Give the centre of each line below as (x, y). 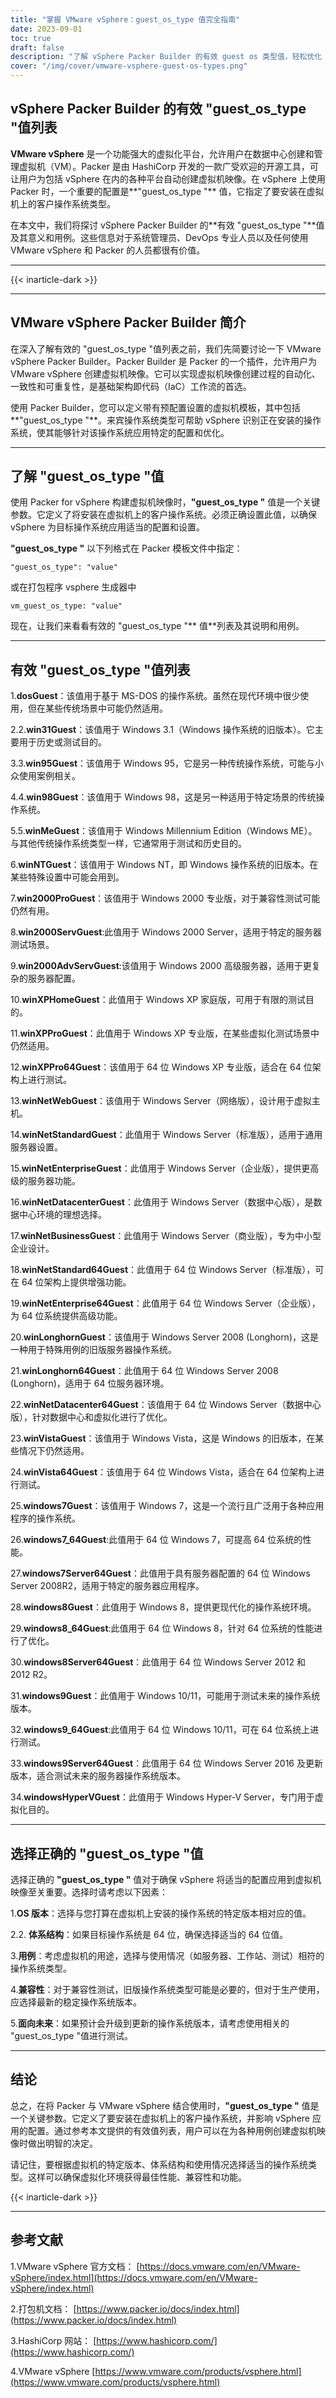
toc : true (31, 38)
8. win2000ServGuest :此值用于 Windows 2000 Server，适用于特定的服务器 (166, 932)
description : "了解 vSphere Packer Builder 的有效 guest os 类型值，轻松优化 (166, 57)
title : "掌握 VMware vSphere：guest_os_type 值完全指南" (125, 19)
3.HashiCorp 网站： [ (53, 2340)
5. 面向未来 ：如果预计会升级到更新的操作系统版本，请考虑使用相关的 (150, 2023)
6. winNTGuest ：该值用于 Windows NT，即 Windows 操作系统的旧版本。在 (164, 865)
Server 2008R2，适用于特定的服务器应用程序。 (107, 1586)
